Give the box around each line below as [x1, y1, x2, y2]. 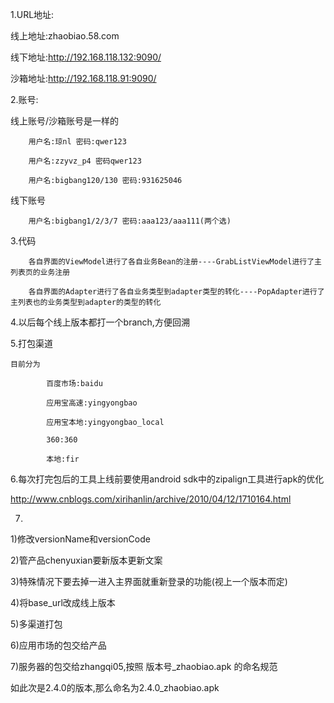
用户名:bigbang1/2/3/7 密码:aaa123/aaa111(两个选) [28, 216, 232, 226]
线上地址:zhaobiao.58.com [10, 30, 120, 42]
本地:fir [46, 454, 80, 464]
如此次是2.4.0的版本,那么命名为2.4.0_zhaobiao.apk [10, 682, 220, 693]
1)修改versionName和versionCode [10, 533, 151, 545]
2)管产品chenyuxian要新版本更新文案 [10, 554, 163, 566]
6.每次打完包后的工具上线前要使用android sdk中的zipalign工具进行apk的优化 [10, 473, 325, 485]
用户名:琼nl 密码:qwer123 [28, 137, 127, 147]
